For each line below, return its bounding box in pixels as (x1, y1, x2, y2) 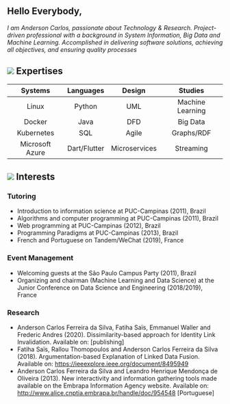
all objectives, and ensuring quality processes (7, 45, 137, 53)
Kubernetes (16, 128, 55, 138)
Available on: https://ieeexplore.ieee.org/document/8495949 (16, 359, 189, 368)
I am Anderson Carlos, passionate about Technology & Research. (7, 23, 193, 31)
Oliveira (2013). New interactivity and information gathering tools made (16, 374, 218, 382)
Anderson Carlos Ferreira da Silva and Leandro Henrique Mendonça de (16, 366, 218, 375)
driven (7, 31, 25, 39)
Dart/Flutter (67, 143, 105, 153)
